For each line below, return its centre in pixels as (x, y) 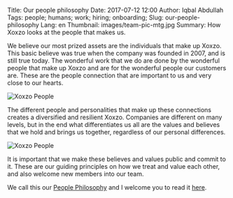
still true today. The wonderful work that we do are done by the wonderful (114, 61)
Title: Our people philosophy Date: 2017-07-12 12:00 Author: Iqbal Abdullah (115, 10)
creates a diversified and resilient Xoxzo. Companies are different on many (115, 117)
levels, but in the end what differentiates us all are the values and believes (114, 124)
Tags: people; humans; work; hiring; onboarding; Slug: (86, 17)
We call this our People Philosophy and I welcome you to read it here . (107, 187)
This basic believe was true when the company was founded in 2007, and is (116, 53)
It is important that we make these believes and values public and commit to (116, 159)
